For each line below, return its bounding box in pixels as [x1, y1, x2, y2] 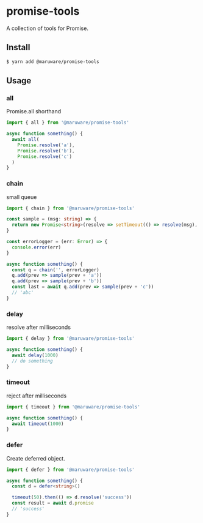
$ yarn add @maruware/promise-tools [6, 58, 99, 65]
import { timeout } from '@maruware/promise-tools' [6, 404, 140, 410]
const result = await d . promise [12, 500, 94, 506]
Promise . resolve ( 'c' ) [17, 153, 72, 160]
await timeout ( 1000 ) [12, 421, 64, 427]
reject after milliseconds [6, 392, 67, 399]
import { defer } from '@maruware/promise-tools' [6, 467, 135, 473]
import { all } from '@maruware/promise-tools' [6, 119, 130, 126]
